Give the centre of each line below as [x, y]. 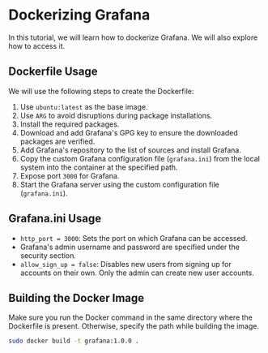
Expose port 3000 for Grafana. [70, 175]
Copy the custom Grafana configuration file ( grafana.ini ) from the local [140, 158]
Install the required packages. [70, 124]
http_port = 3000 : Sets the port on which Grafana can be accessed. [134, 238]
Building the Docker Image [77, 298]
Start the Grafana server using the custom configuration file [120, 184]
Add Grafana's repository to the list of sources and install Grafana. [130, 150]
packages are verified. [57, 141]
